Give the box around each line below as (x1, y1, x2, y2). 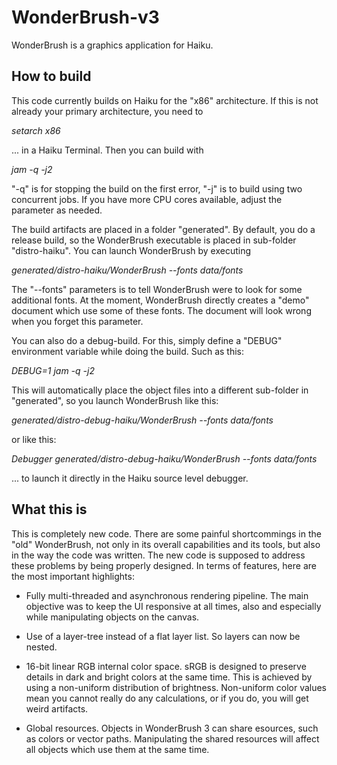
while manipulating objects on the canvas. (25, 611, 200, 623)
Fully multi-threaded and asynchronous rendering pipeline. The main (25, 589, 309, 601)
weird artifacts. (25, 702, 89, 715)
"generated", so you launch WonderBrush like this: (11, 394, 219, 406)
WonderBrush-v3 (11, 6, 160, 29)
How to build (11, 68, 92, 85)
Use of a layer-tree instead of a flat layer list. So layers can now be (25, 630, 301, 642)
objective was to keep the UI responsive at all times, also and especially (25, 600, 322, 612)
